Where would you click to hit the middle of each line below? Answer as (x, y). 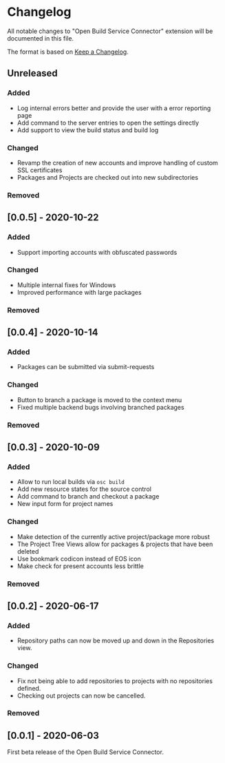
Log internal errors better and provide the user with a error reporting (114, 108)
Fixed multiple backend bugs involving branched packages (100, 407)
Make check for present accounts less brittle (81, 566)
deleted (28, 551)
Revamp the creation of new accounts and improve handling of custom (117, 163)
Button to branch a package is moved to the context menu (99, 399)
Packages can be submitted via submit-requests (86, 367)
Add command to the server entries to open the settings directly (108, 123)
